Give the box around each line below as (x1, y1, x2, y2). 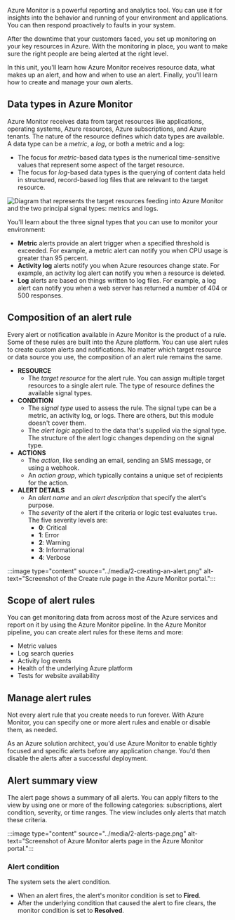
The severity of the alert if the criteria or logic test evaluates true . (27, 508, 217, 516)
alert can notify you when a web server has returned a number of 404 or (17, 283, 228, 292)
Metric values (17, 641, 58, 650)
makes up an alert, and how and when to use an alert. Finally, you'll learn (7, 70, 217, 79)
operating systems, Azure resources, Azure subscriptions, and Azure (7, 124, 207, 133)
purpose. (27, 501, 55, 509)
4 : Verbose (38, 553, 71, 561)
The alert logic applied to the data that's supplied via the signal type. (27, 426, 227, 435)
